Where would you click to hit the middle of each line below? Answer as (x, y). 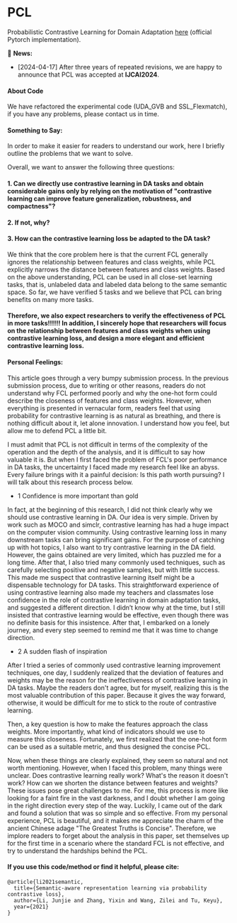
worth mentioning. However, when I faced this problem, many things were (115, 768)
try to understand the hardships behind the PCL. (77, 851)
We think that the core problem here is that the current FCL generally (108, 254)
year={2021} (31, 907)
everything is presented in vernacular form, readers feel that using (104, 408)
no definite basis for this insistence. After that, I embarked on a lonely (109, 622)
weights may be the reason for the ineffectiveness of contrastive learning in (117, 680)
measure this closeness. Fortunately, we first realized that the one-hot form (117, 739)
